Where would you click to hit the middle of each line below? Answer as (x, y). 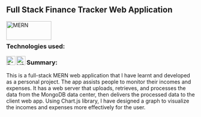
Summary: (42, 62)
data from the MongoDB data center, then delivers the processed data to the (100, 95)
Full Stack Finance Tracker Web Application (89, 10)
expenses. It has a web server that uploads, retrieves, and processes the (96, 88)
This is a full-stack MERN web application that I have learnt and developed (98, 76)
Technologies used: (36, 46)
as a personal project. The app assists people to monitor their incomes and (99, 82)
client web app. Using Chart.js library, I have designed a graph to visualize (98, 101)
